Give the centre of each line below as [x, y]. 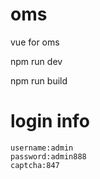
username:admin [42, 148]
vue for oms [35, 42]
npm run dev [36, 61]
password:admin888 [48, 156]
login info [50, 121]
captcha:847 [35, 165]
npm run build [39, 80]
